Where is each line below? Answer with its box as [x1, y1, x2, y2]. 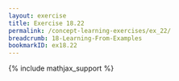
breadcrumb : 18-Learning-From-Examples [8, 34, 143, 43]
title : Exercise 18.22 [8, 19, 85, 27]
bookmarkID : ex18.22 [8, 42, 78, 50]
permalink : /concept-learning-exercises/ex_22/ [8, 26, 172, 34]
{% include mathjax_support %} [8, 63, 114, 73]
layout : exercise [8, 11, 67, 20]
